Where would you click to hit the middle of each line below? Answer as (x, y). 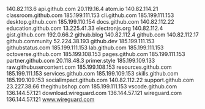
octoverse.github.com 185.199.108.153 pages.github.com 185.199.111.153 (96, 54)
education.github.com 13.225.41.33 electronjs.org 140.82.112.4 (85, 28)
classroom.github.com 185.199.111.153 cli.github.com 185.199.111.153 (90, 15)
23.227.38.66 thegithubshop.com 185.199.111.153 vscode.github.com (92, 86)
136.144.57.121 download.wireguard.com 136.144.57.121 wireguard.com (94, 93)
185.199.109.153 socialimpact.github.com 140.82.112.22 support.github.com (100, 80)
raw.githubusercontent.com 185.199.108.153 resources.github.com (89, 67)
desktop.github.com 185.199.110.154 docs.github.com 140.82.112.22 (90, 22)
